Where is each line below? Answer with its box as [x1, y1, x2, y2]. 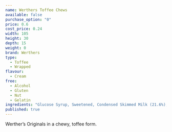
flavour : [5, 69, 24, 74]
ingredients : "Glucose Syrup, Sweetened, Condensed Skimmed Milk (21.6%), [5, 102, 168, 108]
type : [5, 55, 17, 60]
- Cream [10, 74, 27, 79]
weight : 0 [5, 45, 27, 50]
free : [5, 78, 17, 84]
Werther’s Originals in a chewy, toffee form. [5, 121, 97, 127]
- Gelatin [10, 97, 31, 102]
